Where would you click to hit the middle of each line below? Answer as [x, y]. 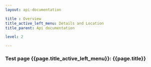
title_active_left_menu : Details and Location [54, 23]
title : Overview [23, 19]
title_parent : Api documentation [40, 28]
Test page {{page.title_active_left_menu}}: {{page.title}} [76, 59]
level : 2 [14, 37]
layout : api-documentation [33, 10]
